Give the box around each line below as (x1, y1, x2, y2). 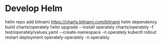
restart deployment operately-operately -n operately (5, 34, 110, 40)
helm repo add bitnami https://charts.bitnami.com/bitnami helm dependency (5, 19, 158, 25)
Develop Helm (5, 3, 63, 14)
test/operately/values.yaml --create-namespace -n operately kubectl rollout (5, 29, 157, 35)
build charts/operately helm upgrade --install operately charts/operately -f (5, 24, 154, 30)
